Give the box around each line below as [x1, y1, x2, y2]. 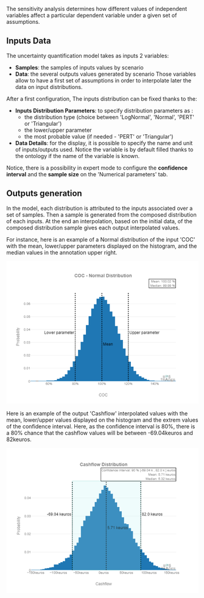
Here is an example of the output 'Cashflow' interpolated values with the [6, 410, 188, 417]
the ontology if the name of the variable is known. [15, 152, 140, 159]
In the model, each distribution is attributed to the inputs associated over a [6, 204, 193, 212]
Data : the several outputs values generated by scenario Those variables [15, 70, 196, 77]
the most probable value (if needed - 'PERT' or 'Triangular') [24, 132, 174, 140]
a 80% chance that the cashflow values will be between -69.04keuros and [6, 430, 194, 437]
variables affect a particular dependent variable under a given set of [6, 12, 177, 19]
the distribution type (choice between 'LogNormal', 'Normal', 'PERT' [24, 113, 195, 121]
